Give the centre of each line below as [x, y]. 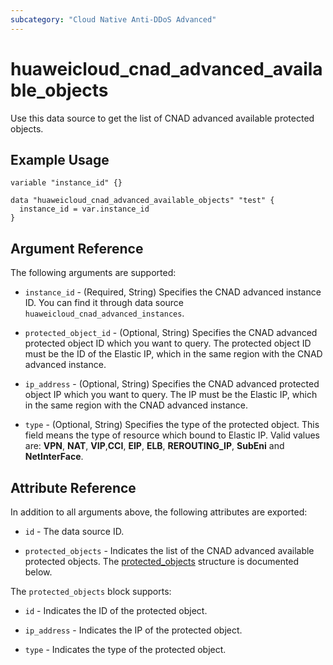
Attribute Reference [73, 487]
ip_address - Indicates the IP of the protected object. [133, 630]
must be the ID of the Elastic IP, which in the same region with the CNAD [173, 354]
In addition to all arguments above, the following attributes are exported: [159, 512]
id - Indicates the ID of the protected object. [116, 610]
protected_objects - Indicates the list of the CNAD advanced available [169, 550]
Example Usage [60, 159]
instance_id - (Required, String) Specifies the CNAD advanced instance [173, 292]
